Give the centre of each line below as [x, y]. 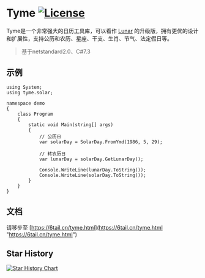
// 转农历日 [52, 154]
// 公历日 [50, 137]
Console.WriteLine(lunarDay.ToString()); [93, 170]
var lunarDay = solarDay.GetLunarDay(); [91, 159]
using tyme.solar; [30, 92]
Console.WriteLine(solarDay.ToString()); [93, 175]
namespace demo [26, 103]
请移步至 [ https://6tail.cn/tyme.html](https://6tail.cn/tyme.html [85, 227]
